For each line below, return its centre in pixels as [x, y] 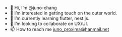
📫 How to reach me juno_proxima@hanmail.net [59, 29]
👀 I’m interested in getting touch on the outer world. [64, 13]
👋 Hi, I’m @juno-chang [33, 8]
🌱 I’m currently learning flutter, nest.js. [50, 18]
